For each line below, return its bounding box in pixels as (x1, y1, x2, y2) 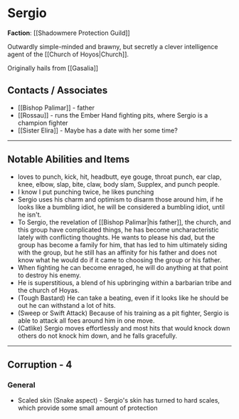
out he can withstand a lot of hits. (17, 301, 116, 309)
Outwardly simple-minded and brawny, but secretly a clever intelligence (7, 42, 218, 51)
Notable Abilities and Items (7, 153, 130, 165)
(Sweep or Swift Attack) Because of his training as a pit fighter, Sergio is (17, 309, 230, 317)
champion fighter (17, 118, 69, 127)
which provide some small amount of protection (17, 404, 158, 413)
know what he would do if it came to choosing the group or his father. (17, 255, 222, 264)
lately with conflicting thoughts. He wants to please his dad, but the (17, 233, 216, 242)
